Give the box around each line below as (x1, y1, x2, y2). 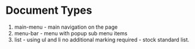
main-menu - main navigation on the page (14, 23, 118, 30)
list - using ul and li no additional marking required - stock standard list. (14, 36, 190, 43)
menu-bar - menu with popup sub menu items (14, 29, 128, 36)
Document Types (5, 4, 92, 17)
